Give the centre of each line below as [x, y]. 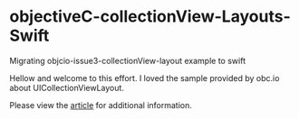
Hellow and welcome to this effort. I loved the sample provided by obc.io [145, 78]
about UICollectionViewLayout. [67, 87]
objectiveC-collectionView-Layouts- [150, 17]
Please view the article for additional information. [101, 105]
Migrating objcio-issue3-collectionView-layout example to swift [128, 60]
